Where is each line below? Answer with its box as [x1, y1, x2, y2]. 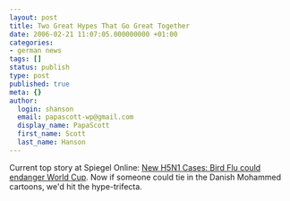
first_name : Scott [17, 130, 87, 138]
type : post [9, 71, 50, 80]
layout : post [9, 13, 58, 22]
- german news [9, 46, 63, 55]
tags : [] [9, 54, 42, 63]
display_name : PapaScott [17, 121, 110, 130]
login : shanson [17, 105, 74, 113]
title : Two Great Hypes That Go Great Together [9, 21, 191, 30]
